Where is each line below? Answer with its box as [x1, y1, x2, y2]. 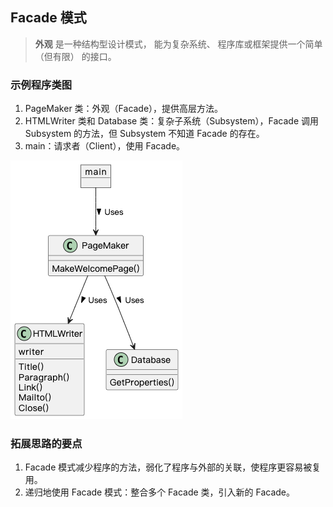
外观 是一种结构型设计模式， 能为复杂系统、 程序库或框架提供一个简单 [34, 38, 323, 50]
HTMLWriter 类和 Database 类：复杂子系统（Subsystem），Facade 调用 [24, 115, 320, 127]
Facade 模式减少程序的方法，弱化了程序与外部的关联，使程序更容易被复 [24, 461, 322, 473]
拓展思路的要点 [10, 437, 83, 451]
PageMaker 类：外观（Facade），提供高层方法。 [24, 103, 224, 115]
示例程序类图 [10, 78, 73, 92]
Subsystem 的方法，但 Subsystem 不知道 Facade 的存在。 [24, 128, 265, 140]
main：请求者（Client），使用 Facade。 [24, 140, 186, 152]
